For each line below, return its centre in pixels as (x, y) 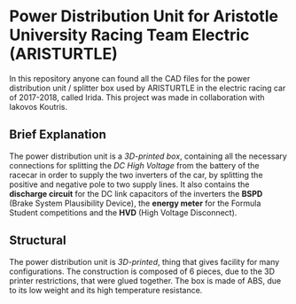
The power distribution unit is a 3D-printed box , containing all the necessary (148, 156)
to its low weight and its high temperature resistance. (106, 290)
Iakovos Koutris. (39, 106)
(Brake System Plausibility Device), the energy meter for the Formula (135, 203)
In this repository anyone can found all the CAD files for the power (130, 78)
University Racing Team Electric (129, 35)
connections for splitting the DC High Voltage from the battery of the (134, 165)
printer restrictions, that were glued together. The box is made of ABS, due (145, 280)
